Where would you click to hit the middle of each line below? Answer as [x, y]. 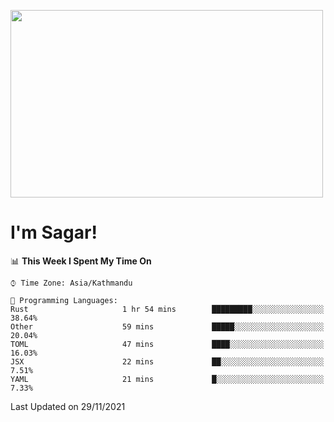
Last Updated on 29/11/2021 [68, 406]
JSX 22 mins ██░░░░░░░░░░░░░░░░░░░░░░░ [167, 361]
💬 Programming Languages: [64, 300]
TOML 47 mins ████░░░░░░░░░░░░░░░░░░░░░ [167, 344]
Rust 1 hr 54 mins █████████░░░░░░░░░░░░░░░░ [167, 309]
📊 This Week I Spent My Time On [81, 261]
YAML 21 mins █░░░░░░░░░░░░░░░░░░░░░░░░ [167, 379]
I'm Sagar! [54, 232]
